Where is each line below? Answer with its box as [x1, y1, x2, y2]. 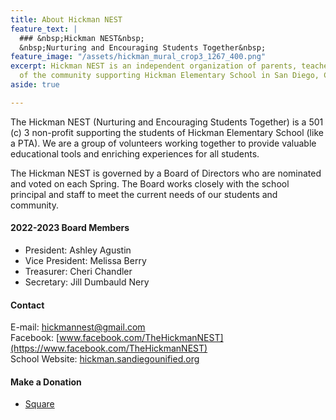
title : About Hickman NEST [10, 14, 123, 25]
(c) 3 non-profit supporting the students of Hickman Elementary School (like [10, 126, 324, 138]
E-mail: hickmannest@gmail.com [10, 321, 146, 333]
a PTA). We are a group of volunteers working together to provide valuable [10, 137, 317, 149]
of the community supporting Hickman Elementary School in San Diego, [19, 71, 320, 81]
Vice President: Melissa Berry [24, 254, 147, 266]
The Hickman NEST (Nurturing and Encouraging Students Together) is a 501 [10, 116, 324, 128]
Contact [10, 299, 45, 311]
